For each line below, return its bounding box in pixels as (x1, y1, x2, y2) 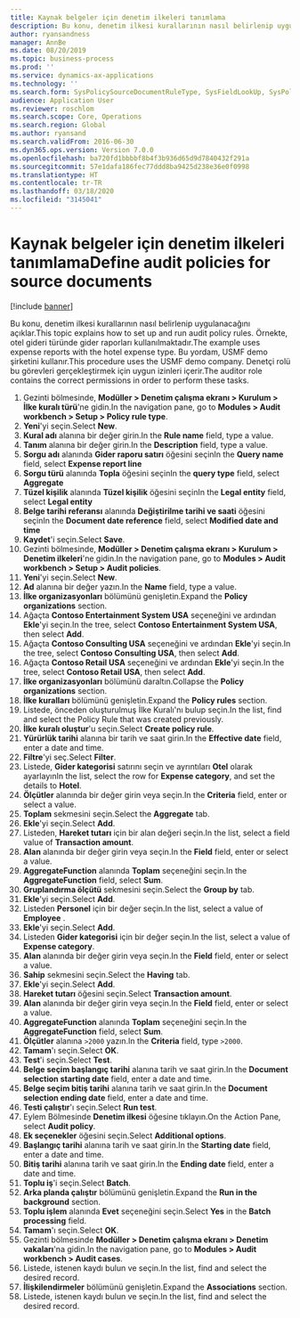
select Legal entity (22, 496, 93, 507)
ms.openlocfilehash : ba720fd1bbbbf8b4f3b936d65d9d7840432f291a (10, 153, 250, 163)
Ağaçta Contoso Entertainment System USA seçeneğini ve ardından (22, 609, 277, 620)
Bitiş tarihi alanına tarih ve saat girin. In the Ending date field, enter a (22, 1159, 274, 1169)
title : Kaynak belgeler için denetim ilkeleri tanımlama (10, 12, 226, 22)
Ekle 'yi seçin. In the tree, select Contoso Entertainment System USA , (22, 619, 278, 630)
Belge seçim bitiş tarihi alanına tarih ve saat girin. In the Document (22, 1083, 268, 1094)
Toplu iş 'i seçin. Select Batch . (22, 1177, 132, 1188)
